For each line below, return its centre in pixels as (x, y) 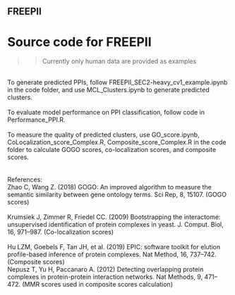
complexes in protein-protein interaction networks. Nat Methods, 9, (105, 277)
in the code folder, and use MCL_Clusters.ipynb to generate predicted (108, 90)
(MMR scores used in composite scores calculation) (97, 284)
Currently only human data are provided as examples (119, 61)
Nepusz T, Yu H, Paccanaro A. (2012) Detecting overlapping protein (106, 270)
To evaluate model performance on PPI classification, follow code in (106, 113)
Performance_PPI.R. (36, 120)
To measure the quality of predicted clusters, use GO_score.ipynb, (103, 135)
